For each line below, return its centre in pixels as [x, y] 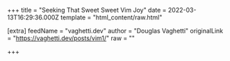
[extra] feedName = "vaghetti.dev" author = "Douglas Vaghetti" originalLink [115, 31]
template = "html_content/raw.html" [111, 17]
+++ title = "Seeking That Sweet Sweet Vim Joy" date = [87, 10]
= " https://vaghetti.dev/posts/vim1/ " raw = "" [71, 38]
